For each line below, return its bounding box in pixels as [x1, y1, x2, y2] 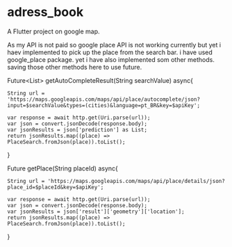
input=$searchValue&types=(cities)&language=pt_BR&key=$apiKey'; [7, 102, 200, 109]
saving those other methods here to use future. [7, 63, 142, 71]
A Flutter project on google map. [7, 27, 100, 35]
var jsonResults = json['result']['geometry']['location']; [7, 208, 185, 215]
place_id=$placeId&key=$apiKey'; [7, 184, 104, 191]
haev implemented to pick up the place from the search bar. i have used [7, 48, 213, 56]
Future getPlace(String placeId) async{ [7, 164, 118, 173]
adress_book [7, 4, 84, 20]
